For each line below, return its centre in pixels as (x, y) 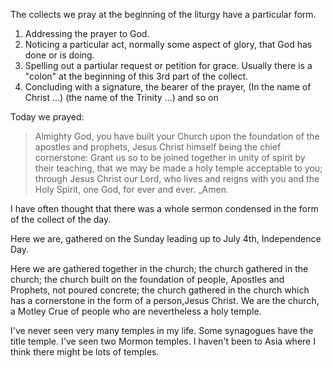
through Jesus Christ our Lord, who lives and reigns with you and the (177, 178)
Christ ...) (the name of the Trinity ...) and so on (121, 97)
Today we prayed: (47, 117)
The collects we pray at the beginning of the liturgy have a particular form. (163, 14)
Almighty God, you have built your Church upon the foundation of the (177, 136)
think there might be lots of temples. (85, 352)
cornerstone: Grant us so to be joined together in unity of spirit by (170, 157)
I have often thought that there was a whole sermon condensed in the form (164, 208)
